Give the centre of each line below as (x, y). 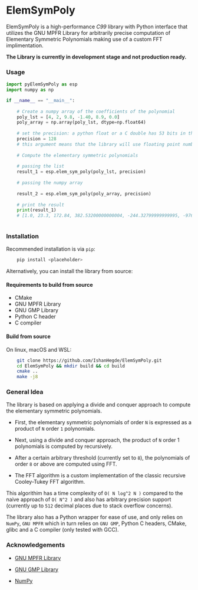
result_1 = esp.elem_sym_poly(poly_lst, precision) (81, 172)
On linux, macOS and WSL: (39, 349)
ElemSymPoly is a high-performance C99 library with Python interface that (97, 27)
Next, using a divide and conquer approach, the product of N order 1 (97, 440)
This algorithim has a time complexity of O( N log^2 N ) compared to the (95, 493)
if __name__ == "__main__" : (41, 100)
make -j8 (27, 377)
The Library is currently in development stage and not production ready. (96, 57)
